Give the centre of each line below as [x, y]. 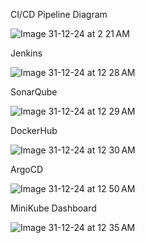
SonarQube [34, 92]
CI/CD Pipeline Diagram [59, 14]
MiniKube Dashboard [53, 208]
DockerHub [34, 130]
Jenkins [26, 53]
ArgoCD [27, 169]
